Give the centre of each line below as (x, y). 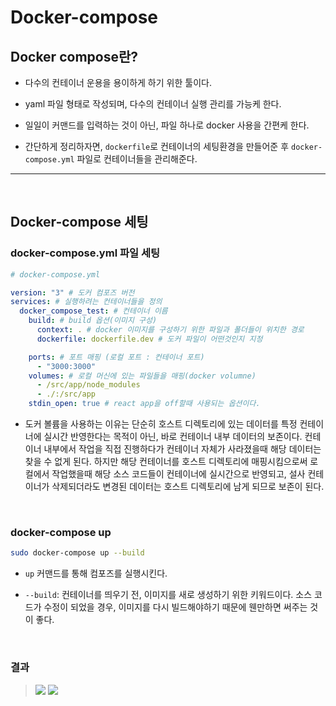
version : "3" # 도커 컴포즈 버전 (72, 292)
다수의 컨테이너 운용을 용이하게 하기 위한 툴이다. (118, 82)
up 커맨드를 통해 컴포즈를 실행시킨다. (96, 573)
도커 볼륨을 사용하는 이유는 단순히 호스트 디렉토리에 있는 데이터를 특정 (161, 424)
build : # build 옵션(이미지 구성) (93, 321)
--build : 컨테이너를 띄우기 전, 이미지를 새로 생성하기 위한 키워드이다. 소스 (168, 595)
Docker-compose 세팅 (79, 222)
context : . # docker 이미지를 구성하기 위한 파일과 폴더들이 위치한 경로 (170, 330)
